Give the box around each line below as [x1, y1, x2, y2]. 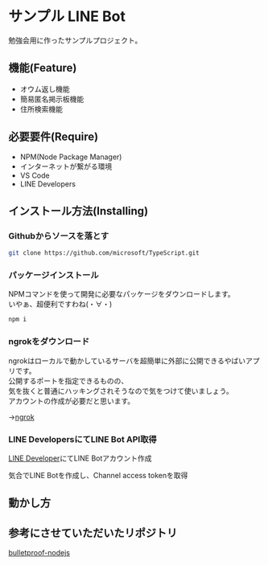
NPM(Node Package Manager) [19, 152, 122, 162]
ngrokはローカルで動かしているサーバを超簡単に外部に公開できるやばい [8, 355, 246, 366]
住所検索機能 [19, 104, 63, 113]
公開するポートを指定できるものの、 [8, 375, 129, 386]
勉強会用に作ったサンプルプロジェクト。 [8, 35, 142, 45]
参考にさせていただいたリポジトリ [8, 526, 178, 539]
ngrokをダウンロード [8, 336, 90, 347]
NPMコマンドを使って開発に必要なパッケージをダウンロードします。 [8, 289, 235, 299]
